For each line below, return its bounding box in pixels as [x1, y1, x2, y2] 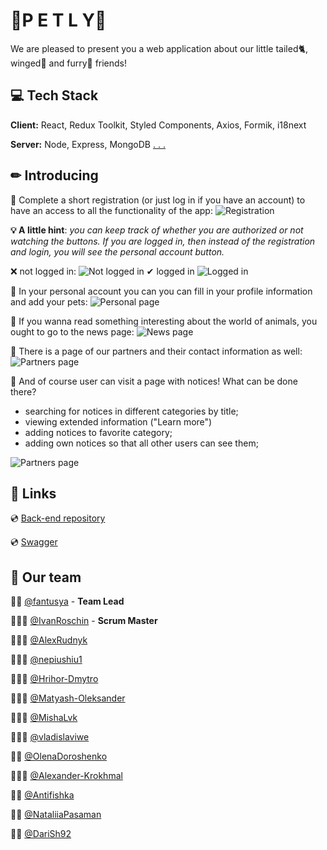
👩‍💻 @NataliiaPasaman [10, 809, 102, 821]
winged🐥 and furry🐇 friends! [10, 57, 128, 69]
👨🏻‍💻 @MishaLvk [10, 712, 78, 724]
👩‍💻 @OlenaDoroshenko [10, 750, 108, 763]
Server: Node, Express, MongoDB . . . [10, 138, 166, 150]
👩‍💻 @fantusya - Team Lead [10, 595, 125, 608]
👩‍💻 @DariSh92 [10, 828, 72, 840]
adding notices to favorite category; [24, 426, 173, 438]
